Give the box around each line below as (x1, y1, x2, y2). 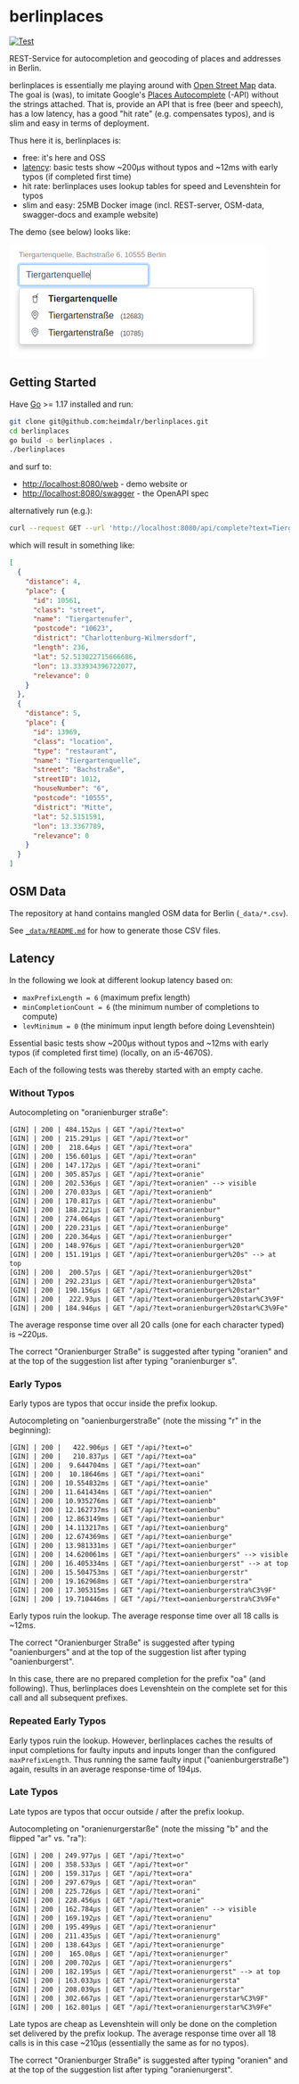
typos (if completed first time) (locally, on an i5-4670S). (9, 1046, 214, 1058)
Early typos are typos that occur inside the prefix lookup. (9, 1398, 218, 1409)
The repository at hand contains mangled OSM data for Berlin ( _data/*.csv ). (9, 907, 289, 918)
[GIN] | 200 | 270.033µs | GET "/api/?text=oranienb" (9, 1187, 214, 1196)
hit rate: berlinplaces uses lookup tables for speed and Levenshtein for (21, 180, 282, 191)
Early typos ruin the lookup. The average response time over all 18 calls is (9, 1610, 279, 1621)
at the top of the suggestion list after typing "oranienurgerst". (9, 2063, 233, 2075)
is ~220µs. (9, 1328, 49, 1339)
